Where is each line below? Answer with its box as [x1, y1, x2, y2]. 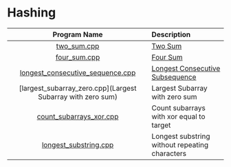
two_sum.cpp [56, 41, 100, 51]
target [151, 120, 171, 130]
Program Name [52, 30, 103, 39]
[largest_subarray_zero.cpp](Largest [19, 83, 137, 93]
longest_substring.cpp [41, 140, 114, 149]
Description [151, 30, 191, 39]
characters [151, 148, 187, 158]
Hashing [7, 5, 56, 21]
